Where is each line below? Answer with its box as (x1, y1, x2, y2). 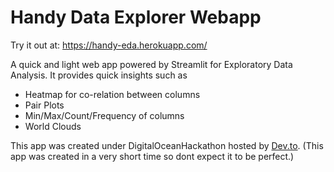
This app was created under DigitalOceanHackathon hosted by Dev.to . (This (10, 139, 324, 151)
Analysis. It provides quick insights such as (10, 69, 188, 81)
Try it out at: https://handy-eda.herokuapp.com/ (10, 39, 208, 51)
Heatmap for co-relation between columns (24, 88, 201, 100)
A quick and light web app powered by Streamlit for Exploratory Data (10, 58, 293, 70)
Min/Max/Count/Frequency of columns (24, 109, 185, 121)
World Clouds (24, 120, 82, 132)
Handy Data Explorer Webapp (10, 6, 262, 29)
